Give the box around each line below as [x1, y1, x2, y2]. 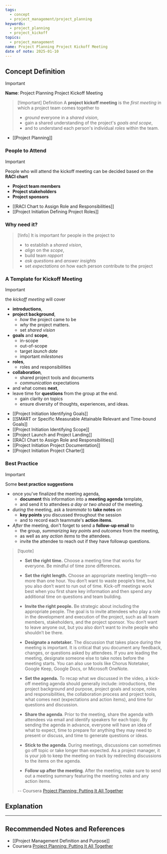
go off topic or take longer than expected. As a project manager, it [24, 747, 160, 753]
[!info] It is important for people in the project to [17, 232, 115, 238]
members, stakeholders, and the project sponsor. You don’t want [24, 619, 158, 625]
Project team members [12, 183, 61, 189]
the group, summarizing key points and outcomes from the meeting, [19, 527, 160, 533]
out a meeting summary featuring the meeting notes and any [24, 772, 149, 778]
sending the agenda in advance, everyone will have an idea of [24, 722, 152, 728]
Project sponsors [12, 193, 49, 199]
